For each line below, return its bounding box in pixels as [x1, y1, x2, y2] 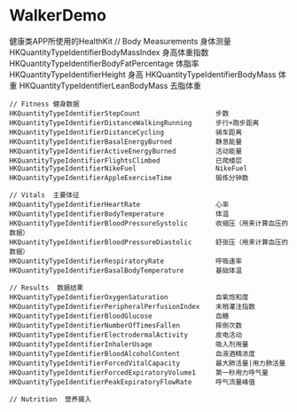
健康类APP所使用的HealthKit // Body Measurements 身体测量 [9, 36, 232, 46]
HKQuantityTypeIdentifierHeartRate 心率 [9, 200, 230, 209]
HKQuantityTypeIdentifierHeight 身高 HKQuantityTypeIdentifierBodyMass [9, 68, 277, 80]
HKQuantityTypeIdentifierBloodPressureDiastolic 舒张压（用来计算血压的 [9, 237, 289, 247]
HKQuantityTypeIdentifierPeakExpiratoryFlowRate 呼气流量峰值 [9, 377, 255, 386]
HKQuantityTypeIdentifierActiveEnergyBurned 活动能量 [9, 147, 242, 155]
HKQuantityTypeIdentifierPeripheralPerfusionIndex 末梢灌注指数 [9, 302, 255, 311]
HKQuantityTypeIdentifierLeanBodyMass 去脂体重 [19, 80, 202, 91]
